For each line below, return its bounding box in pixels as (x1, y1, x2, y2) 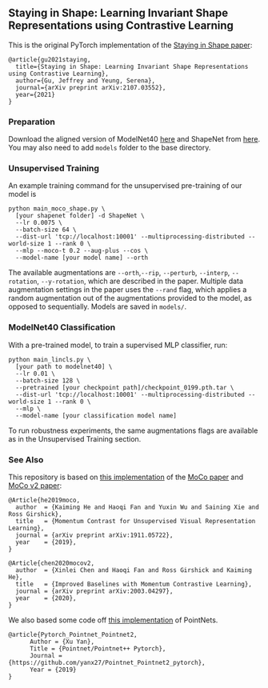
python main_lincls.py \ (8, 355, 91, 363)
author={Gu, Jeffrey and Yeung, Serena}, (15, 76, 156, 85)
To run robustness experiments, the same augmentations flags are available (8, 426, 258, 435)
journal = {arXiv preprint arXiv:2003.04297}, (15, 587, 174, 595)
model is (8, 190, 37, 199)
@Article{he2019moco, (8, 496, 81, 504)
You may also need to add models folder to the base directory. (8, 143, 211, 153)
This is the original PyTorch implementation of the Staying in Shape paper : (8, 40, 253, 50)
